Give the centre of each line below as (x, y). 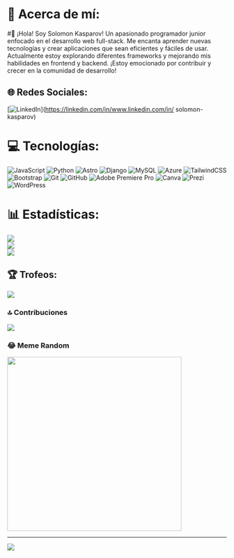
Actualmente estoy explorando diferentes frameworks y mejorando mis (109, 56)
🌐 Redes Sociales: (48, 92)
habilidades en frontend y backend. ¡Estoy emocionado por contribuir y (109, 63)
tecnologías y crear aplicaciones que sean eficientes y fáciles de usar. (108, 48)
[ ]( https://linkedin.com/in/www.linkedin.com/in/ (91, 109)
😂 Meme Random (38, 346)
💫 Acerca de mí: (54, 14)
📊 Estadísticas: (53, 214)
